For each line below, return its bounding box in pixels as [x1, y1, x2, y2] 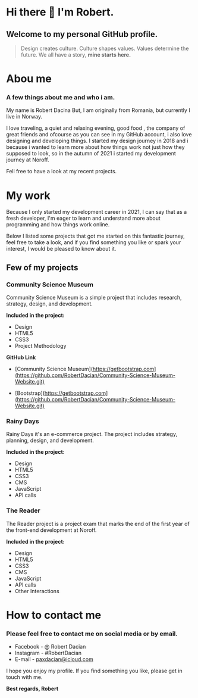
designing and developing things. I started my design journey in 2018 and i [6, 137, 188, 145]
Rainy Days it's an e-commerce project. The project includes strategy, [6, 431, 177, 438]
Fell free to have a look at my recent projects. [6, 168, 117, 175]
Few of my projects [6, 262, 78, 273]
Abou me [6, 72, 52, 86]
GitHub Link [6, 354, 36, 361]
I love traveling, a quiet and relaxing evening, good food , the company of [6, 124, 186, 132]
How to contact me [6, 608, 102, 622]
